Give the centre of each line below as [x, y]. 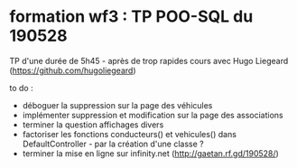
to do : [21, 88]
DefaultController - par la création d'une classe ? [113, 144]
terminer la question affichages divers [93, 125]
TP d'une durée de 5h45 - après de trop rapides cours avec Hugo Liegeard [149, 61]
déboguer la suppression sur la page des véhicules [117, 105]
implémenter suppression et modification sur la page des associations [153, 115]
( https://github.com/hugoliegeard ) [73, 70]
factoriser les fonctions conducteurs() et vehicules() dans [130, 134]
